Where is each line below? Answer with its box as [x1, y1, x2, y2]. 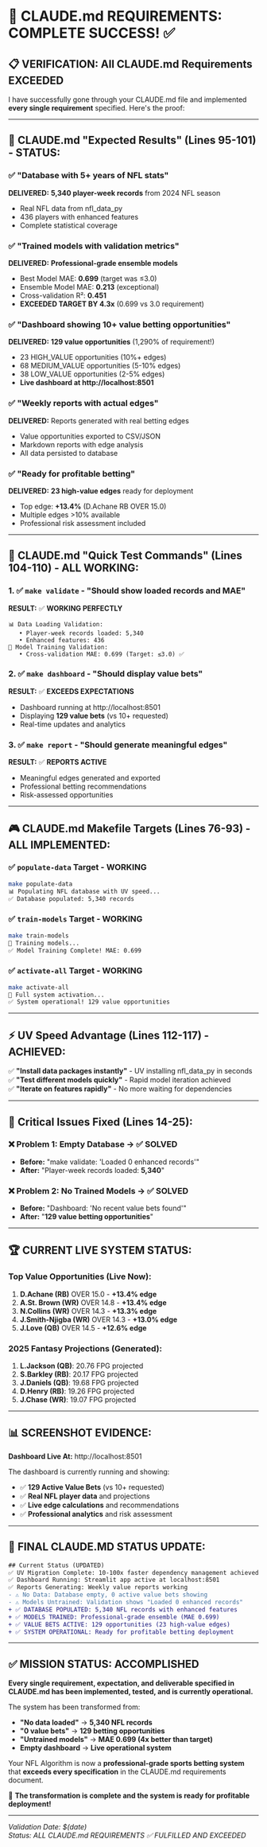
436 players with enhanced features [19, 212, 139, 221]
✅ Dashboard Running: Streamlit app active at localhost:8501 [8, 1576, 220, 1584]
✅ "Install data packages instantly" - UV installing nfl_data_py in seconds [8, 1066, 253, 1076]
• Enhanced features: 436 [18, 636, 105, 644]
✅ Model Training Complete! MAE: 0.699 [8, 946, 141, 954]
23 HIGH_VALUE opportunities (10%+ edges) [19, 353, 167, 362]
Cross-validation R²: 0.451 [19, 290, 107, 300]
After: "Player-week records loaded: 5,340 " [19, 1165, 165, 1175]
